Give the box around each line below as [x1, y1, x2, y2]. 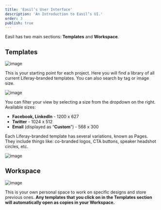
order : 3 [5, 16, 23, 21]
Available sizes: [5, 105, 36, 110]
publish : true [5, 20, 34, 26]
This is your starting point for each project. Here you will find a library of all [5, 70, 155, 76]
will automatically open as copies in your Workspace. [5, 199, 115, 205]
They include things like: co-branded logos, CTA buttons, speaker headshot [5, 138, 156, 144]
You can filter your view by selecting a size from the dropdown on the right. [5, 99, 156, 105]
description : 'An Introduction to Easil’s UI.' [5, 12, 103, 16]
